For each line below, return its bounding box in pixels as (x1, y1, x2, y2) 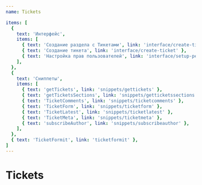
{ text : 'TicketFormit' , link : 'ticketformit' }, (11, 137, 138, 143)
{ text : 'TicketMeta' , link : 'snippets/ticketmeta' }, (21, 115, 163, 121)
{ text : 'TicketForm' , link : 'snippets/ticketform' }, (21, 103, 163, 109)
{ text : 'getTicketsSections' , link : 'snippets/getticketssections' (21, 92, 198, 99)
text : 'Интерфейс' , (16, 31, 66, 37)
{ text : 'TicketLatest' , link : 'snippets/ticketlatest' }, (21, 109, 173, 115)
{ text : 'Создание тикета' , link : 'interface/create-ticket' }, (21, 47, 187, 54)
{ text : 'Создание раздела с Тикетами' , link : (21, 42, 141, 48)
